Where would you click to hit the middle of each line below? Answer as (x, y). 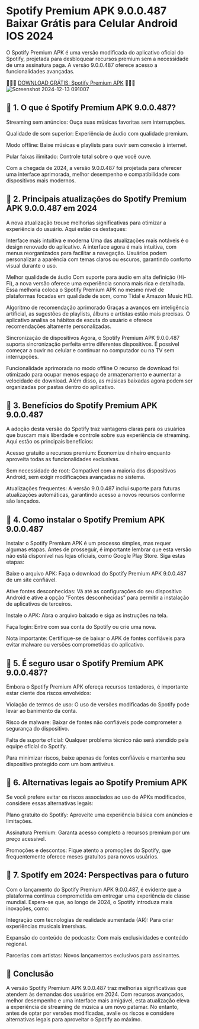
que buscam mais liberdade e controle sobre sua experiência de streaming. (98, 435)
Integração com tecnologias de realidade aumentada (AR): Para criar (90, 919)
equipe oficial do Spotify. (36, 746)
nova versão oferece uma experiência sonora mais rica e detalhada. (102, 283)
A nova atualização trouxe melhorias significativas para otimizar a (86, 223)
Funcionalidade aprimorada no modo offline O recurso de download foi (93, 368)
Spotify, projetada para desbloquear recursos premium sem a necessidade (97, 59)
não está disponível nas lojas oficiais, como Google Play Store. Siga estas (96, 556)
